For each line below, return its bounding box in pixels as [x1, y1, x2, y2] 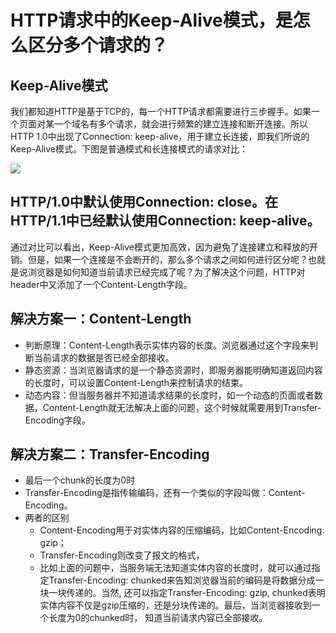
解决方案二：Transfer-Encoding [10, 446, 210, 463]
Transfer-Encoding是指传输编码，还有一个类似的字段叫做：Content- [24, 487, 306, 499]
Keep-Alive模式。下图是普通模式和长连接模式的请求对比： [10, 143, 248, 155]
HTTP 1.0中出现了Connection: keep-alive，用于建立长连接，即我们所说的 [10, 131, 310, 142]
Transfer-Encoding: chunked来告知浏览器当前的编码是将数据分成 [48, 574, 316, 586]
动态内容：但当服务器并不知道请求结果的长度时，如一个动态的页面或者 [24, 389, 315, 401]
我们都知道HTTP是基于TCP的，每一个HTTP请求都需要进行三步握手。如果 [10, 106, 312, 117]
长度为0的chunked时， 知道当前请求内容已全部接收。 [48, 612, 268, 624]
